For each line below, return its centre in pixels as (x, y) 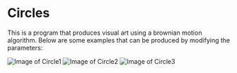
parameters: (25, 47)
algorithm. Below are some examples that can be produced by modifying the (119, 40)
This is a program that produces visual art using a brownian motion (105, 33)
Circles (29, 13)
